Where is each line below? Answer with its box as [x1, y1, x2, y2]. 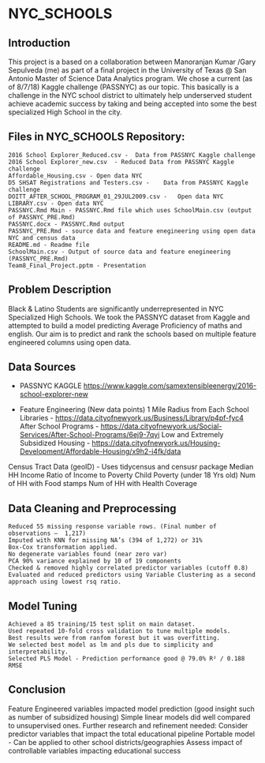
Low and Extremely [161, 430, 224, 439]
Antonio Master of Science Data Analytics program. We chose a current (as [8, 74, 253, 83]
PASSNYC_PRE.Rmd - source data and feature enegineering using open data [8, 226, 256, 235]
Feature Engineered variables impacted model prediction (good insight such [8, 704, 255, 713]
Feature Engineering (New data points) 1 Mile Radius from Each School [19, 405, 250, 414]
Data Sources [8, 361, 77, 374]
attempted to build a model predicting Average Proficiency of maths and [8, 320, 243, 330]
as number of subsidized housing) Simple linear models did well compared [8, 712, 251, 722]
